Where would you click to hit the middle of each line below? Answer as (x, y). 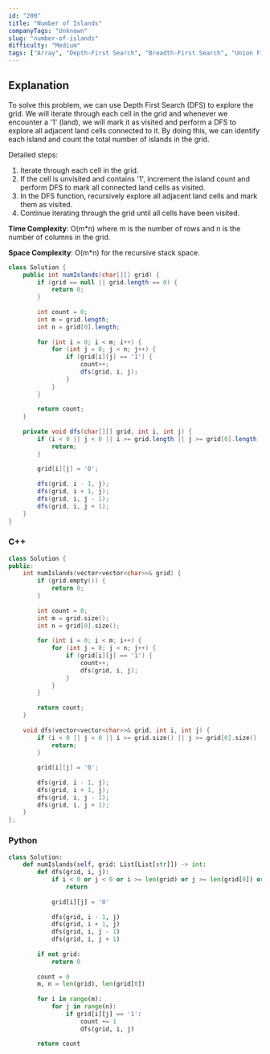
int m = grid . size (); (74, 618)
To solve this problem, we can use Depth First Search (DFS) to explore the (131, 104)
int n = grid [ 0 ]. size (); (79, 626)
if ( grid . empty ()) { (72, 581)
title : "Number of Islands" (55, 23)
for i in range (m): (70, 999)
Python (23, 840)
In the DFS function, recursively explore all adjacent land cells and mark (139, 196)
